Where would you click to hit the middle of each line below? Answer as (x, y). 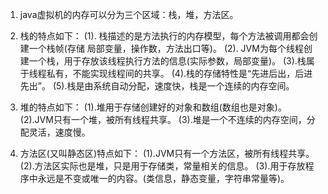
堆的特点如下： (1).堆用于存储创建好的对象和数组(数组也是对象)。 (153, 107)
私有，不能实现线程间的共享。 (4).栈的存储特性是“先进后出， (171, 73)
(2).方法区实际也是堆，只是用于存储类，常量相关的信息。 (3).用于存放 (162, 166)
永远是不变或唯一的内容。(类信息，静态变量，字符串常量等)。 (163, 178)
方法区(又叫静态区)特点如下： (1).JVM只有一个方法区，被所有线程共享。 (167, 153)
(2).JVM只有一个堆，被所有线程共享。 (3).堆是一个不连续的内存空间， (163, 119)
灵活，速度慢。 (59, 132)
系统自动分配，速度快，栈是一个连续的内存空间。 (194, 86)
